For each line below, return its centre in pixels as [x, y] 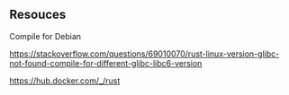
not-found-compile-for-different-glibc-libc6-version [106, 63]
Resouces [38, 15]
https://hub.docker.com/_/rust [65, 81]
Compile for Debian [45, 36]
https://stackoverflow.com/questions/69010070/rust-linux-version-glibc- [144, 54]
